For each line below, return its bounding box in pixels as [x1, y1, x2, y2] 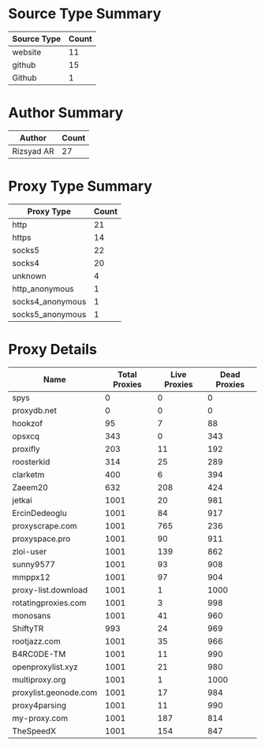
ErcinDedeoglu [12, 507, 67, 518]
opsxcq [12, 431, 40, 442]
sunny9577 [12, 558, 56, 570]
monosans [12, 610, 51, 621]
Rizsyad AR [12, 145, 54, 156]
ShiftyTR [12, 622, 44, 633]
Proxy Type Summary [8, 177, 152, 196]
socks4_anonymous [12, 296, 87, 307]
